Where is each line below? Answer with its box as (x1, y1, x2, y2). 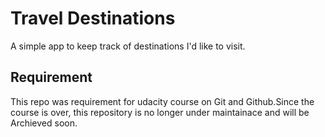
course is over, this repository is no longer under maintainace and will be (10, 106, 310, 118)
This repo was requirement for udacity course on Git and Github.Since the (10, 95, 315, 107)
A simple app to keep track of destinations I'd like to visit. (10, 40, 246, 52)
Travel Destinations (10, 7, 176, 30)
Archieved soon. (10, 117, 78, 129)
